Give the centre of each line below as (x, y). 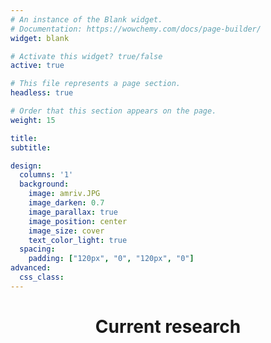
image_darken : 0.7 (66, 203)
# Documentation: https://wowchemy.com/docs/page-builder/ (136, 29)
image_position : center (78, 221)
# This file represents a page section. (96, 84)
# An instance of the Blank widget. (86, 19)
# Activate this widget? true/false (86, 56)
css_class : (42, 277)
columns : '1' (46, 175)
